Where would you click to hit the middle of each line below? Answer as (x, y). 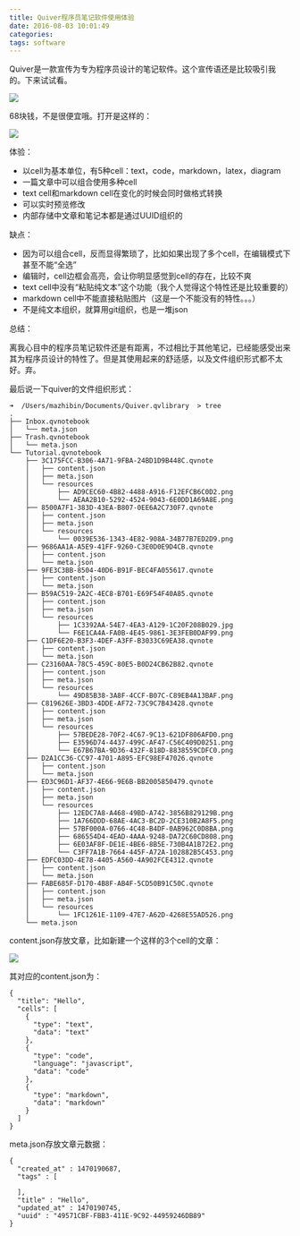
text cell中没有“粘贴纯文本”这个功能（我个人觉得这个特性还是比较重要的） (157, 287)
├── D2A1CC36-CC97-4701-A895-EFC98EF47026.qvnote (120, 759)
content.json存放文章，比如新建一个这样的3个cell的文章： (115, 941)
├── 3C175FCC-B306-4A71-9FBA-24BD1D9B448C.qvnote (120, 461)
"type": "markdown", (71, 1095)
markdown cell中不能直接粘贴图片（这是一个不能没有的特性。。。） (141, 298)
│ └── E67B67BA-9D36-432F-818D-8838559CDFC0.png (129, 751)
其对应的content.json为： (56, 976)
